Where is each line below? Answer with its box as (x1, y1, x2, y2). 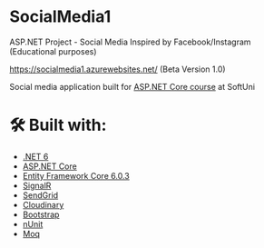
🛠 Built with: (9, 115, 107, 135)
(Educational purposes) (9, 45, 97, 56)
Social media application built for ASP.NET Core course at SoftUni (9, 81, 256, 92)
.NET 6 (22, 151, 49, 162)
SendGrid (22, 189, 59, 201)
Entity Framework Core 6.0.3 (22, 170, 130, 181)
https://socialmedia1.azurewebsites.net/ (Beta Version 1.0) (9, 64, 226, 74)
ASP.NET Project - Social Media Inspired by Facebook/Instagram (9, 36, 251, 47)
